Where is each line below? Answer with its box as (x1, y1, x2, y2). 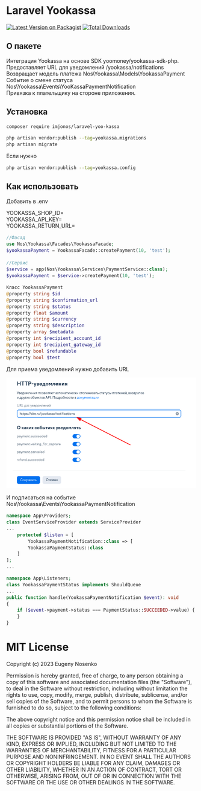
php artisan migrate (6, 141, 58, 148)
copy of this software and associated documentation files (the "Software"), (6, 679, 193, 685)
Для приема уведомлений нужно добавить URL (6, 365, 129, 373)
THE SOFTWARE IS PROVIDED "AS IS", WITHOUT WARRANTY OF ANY (6, 734, 182, 741)
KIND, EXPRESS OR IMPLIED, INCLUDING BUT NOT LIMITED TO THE (6, 740, 177, 748)
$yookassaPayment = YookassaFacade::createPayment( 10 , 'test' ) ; (6, 247, 171, 254)
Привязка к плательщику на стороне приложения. (6, 89, 136, 97)
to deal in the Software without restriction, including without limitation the (6, 685, 188, 692)
